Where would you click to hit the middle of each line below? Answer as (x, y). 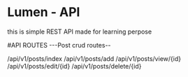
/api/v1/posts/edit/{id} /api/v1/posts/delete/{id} (74, 66)
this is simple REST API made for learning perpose (80, 31)
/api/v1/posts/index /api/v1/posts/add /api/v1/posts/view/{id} (94, 58)
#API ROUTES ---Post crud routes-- (59, 45)
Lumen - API (44, 12)
